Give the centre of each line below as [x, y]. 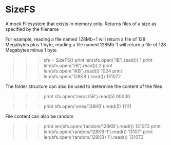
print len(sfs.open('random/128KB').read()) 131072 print [102, 126]
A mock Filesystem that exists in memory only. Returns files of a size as [81, 24]
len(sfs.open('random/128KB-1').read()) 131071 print [98, 132]
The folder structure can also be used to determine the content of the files [84, 86]
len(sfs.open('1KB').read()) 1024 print [83, 71]
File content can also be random [39, 116]
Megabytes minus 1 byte [31, 50]
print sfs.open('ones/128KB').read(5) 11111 [88, 106]
